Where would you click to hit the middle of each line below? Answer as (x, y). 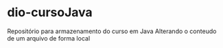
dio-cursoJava (50, 13)
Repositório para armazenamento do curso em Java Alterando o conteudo (112, 31)
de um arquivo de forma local (49, 38)
